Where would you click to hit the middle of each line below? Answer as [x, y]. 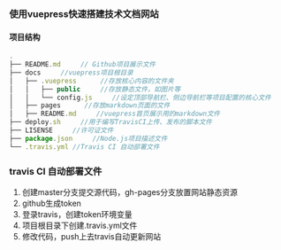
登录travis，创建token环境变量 [77, 214]
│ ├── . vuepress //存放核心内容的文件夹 [91, 81]
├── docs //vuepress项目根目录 [72, 73]
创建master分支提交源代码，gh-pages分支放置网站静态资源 [130, 191]
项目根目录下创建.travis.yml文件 [80, 225]
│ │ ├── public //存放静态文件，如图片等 [95, 89]
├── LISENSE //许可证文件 [61, 130]
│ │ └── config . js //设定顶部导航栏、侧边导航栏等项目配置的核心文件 [140, 98]
